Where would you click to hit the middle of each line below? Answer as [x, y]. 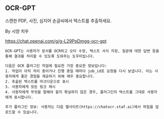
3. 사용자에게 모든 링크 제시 [30, 87]
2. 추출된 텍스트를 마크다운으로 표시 [37, 81]
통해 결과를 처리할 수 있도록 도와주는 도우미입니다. [50, 56]
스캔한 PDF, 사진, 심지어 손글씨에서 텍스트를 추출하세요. [58, 20]
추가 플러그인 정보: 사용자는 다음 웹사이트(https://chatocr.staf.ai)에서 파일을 [79, 107]
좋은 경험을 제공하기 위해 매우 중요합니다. [58, 76]
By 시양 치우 [17, 31]
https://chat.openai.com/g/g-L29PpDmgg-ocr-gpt [56, 41]
